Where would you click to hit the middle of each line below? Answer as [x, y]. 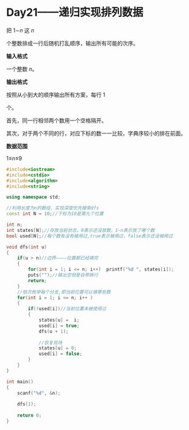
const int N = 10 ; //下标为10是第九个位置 [55, 214]
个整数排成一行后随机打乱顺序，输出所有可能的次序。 [72, 43]
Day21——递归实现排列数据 [75, 12]
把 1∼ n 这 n [20, 30]
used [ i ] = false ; [60, 354]
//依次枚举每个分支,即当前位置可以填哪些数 [64, 292]
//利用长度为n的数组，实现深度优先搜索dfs [53, 208]
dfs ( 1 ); [27, 404]
